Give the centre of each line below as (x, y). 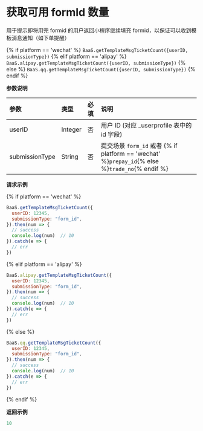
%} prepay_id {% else (130, 161)
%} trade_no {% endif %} (134, 169)
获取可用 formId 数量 (58, 12)
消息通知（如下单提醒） (40, 37)
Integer (72, 129)
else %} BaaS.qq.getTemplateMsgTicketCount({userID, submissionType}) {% (101, 69)
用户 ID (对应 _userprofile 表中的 (146, 125)
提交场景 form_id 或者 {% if (139, 146)
